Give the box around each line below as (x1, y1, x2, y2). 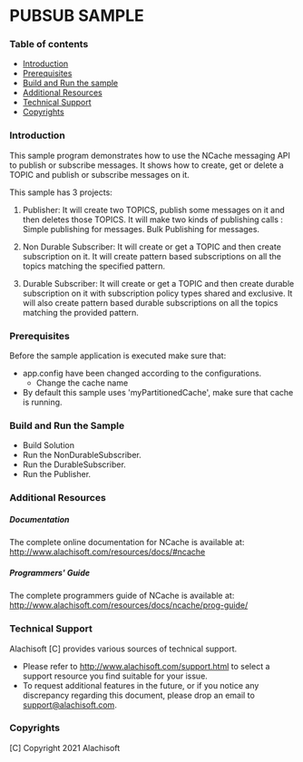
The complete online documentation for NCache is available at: (9, 537, 245, 548)
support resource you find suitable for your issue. (22, 670, 209, 681)
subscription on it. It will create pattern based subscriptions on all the (22, 250, 281, 261)
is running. (22, 396, 63, 408)
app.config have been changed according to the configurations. (22, 368, 262, 379)
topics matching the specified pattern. (22, 260, 166, 271)
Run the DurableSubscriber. (22, 459, 127, 470)
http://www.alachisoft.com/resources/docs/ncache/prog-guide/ (9, 600, 249, 611)
